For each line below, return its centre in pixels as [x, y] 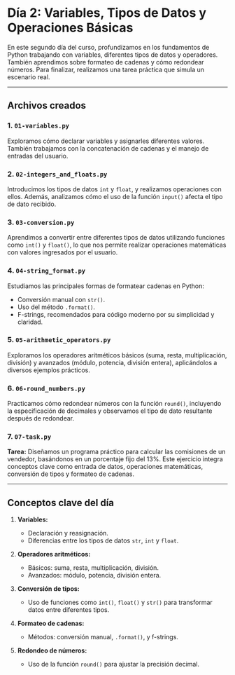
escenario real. [29, 77]
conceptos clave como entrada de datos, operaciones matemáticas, [105, 467]
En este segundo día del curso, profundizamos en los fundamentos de [108, 47]
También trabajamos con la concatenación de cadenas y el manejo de [108, 148]
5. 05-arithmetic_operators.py [59, 340]
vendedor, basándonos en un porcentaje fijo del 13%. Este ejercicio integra [115, 459]
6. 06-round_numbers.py [47, 388]
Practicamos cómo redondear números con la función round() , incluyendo [114, 404]
